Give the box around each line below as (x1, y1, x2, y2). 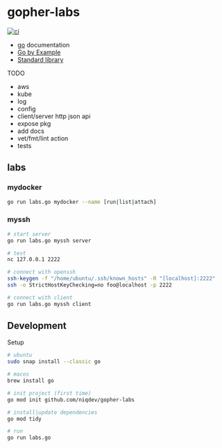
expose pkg (17, 119, 51, 127)
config (17, 104, 36, 113)
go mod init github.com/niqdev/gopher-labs (7, 396, 135, 403)
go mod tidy (7, 415, 42, 422)
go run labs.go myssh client (7, 301, 92, 307)
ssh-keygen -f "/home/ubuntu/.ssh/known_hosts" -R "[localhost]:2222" (7, 275, 216, 282)
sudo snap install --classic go (7, 358, 101, 365)
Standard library (17, 55, 64, 63)
